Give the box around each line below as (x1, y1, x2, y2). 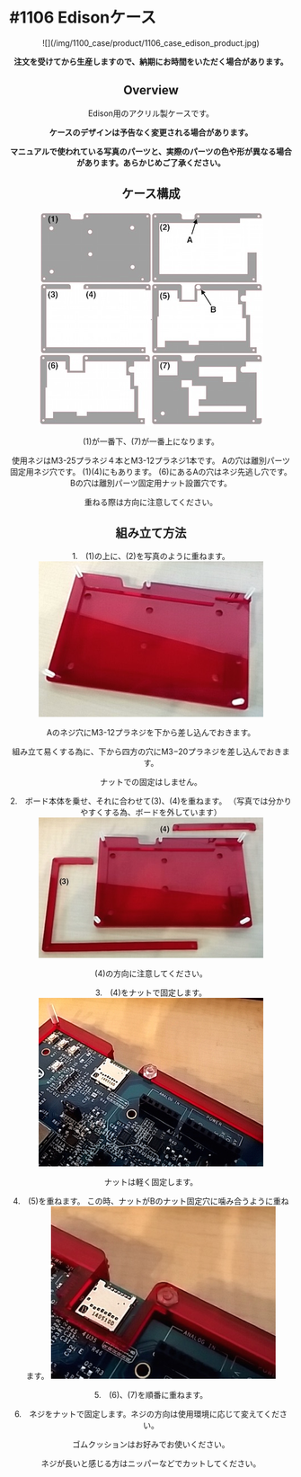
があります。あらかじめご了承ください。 (75, 157, 226, 168)
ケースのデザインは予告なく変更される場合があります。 (49, 127, 253, 138)
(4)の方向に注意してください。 (93, 968, 208, 979)
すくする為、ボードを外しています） (88, 807, 222, 818)
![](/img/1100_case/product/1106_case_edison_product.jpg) (41, 37, 261, 49)
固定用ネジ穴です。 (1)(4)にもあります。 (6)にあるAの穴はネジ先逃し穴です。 (10, 466, 292, 476)
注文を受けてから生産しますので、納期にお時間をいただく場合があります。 (13, 56, 289, 67)
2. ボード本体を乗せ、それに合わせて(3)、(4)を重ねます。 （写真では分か (10, 796, 285, 806)
